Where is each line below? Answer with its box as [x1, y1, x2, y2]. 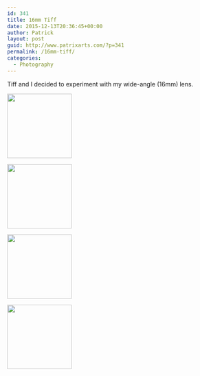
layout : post [7, 36, 45, 43]
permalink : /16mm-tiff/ [7, 49, 76, 56]
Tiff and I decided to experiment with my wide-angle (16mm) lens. [7, 80, 194, 88]
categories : [7, 55, 41, 62]
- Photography [13, 61, 54, 68]
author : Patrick [7, 29, 54, 36]
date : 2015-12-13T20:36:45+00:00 [7, 23, 103, 30]
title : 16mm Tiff [7, 16, 57, 23]
